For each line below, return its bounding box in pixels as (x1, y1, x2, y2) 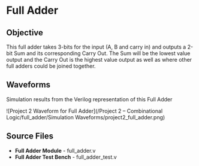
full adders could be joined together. (6, 62, 96, 70)
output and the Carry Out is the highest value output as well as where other (6, 56, 192, 63)
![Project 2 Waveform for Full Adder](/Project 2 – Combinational (6, 107, 163, 114)
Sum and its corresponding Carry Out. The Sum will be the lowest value (14, 50, 191, 57)
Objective (6, 28, 44, 38)
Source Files (6, 131, 54, 141)
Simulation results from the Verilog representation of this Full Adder (6, 95, 173, 102)
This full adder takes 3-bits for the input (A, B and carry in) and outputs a (6, 43, 186, 50)
